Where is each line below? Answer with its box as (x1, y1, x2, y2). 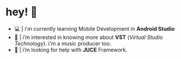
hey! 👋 (5, 5, 38, 19)
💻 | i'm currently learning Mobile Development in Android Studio (14, 25, 175, 32)
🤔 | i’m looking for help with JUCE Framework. (14, 46, 128, 53)
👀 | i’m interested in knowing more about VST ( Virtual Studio (14, 34, 163, 41)
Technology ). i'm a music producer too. (14, 40, 112, 47)
